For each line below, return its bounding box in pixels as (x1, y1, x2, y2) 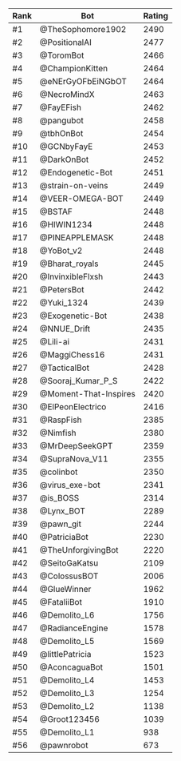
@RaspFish (39, 414, 82, 425)
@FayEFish (39, 102, 82, 113)
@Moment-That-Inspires (39, 389, 136, 399)
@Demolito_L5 (39, 636, 95, 646)
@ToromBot (39, 50, 85, 61)
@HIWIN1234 (39, 219, 93, 230)
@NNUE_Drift (39, 324, 91, 334)
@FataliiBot (39, 597, 82, 607)
